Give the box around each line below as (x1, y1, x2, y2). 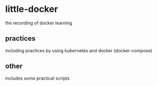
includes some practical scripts (5, 75, 70, 81)
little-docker (5, 3, 58, 15)
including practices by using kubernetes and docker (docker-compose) (5, 47, 152, 53)
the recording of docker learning (5, 20, 73, 26)
